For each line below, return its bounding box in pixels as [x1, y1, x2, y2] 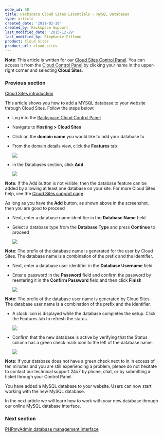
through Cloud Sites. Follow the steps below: [5, 105, 95, 111]
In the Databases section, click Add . [12, 162, 85, 167]
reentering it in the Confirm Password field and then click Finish [12, 277, 142, 283]
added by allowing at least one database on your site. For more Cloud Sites [5, 185, 156, 191]
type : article [5, 16, 34, 21]
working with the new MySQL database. [5, 388, 85, 394]
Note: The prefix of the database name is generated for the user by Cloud [5, 248, 153, 254]
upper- [141, 62, 155, 68]
